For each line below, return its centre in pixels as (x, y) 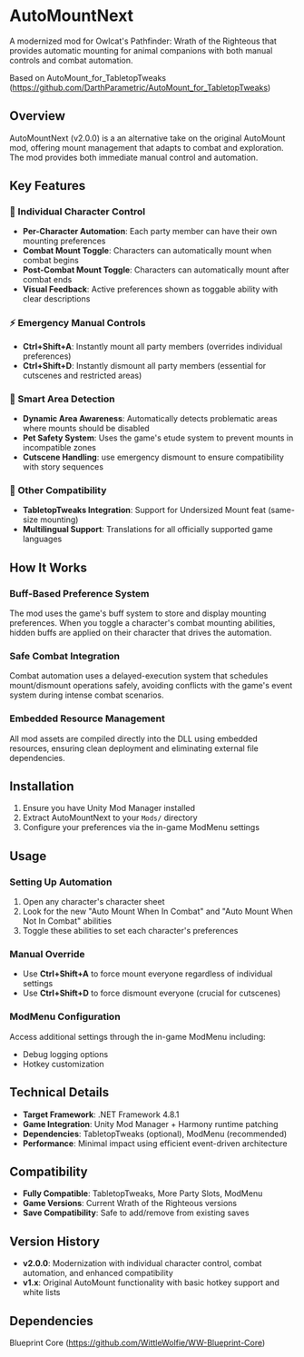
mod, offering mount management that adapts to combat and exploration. (147, 147)
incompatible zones (59, 448)
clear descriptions (56, 299)
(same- (281, 510)
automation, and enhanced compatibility (98, 1273)
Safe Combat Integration (65, 656)
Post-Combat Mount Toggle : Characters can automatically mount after (156, 270)
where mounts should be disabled (86, 429)
